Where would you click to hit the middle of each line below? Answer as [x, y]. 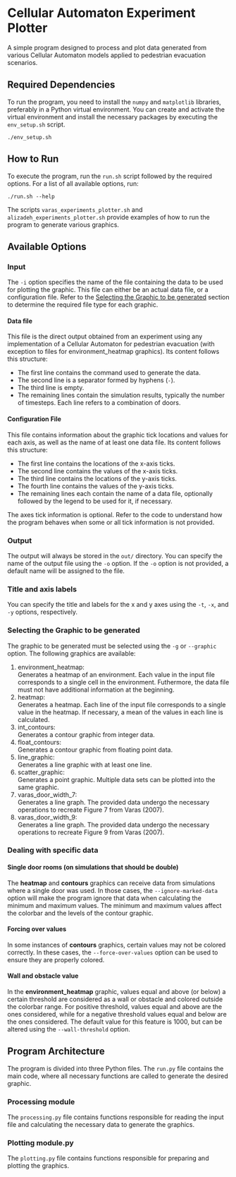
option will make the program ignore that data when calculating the [105, 898]
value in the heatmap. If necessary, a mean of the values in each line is [120, 712]
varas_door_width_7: [47, 794]
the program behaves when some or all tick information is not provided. [111, 522]
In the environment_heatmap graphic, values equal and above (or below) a [117, 992]
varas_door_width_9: [47, 817]
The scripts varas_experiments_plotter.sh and [75, 209]
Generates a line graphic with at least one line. [85, 764]
